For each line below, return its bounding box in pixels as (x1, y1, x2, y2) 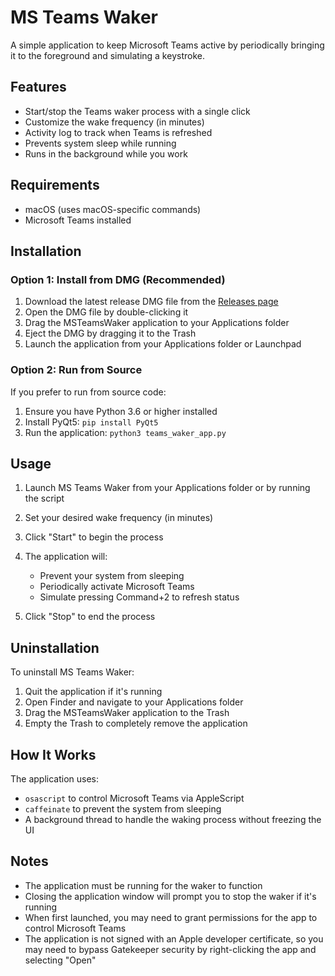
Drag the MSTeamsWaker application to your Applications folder (24, 317, 290, 329)
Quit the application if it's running (24, 686, 163, 698)
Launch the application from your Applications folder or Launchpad (24, 338, 302, 350)
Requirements (10, 177, 100, 194)
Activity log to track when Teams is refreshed (24, 126, 213, 138)
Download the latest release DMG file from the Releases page (24, 296, 279, 308)
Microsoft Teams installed (24, 214, 132, 226)
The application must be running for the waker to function (24, 879, 263, 891)
